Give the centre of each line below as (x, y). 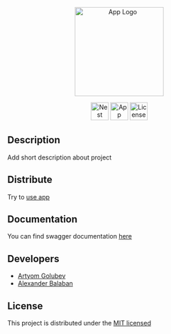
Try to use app (29, 197)
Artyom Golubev (42, 276)
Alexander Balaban (45, 283)
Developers (33, 259)
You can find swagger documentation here (70, 236)
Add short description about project (60, 157)
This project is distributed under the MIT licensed (79, 323)
